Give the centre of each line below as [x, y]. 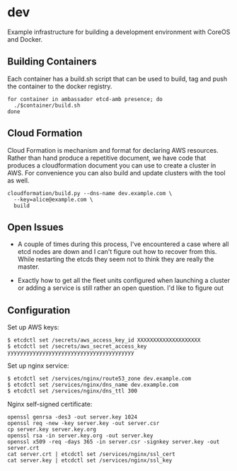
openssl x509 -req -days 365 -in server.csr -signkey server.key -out [114, 442]
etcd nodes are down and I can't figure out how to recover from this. [117, 252]
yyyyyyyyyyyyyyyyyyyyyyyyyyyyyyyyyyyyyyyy [71, 353]
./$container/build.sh [47, 105]
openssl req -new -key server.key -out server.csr [83, 424]
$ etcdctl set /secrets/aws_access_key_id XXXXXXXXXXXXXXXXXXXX [104, 340]
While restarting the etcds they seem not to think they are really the [116, 260]
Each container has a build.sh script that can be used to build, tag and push [117, 78]
